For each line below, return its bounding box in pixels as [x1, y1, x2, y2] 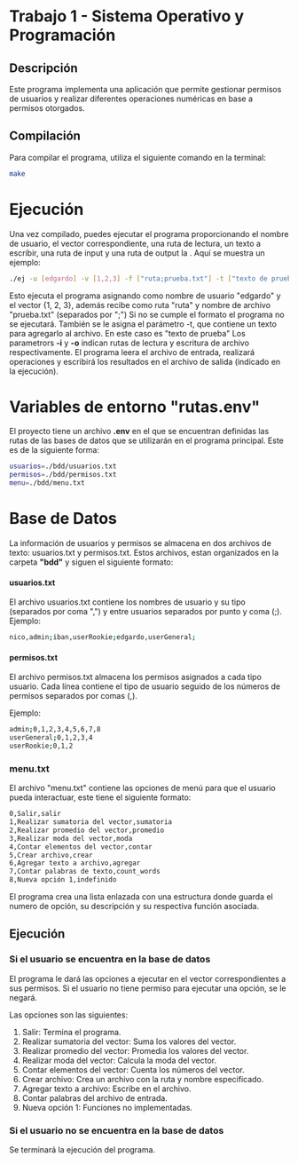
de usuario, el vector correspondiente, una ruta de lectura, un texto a [9, 238, 262, 249]
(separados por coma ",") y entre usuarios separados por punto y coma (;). [9, 606, 282, 617]
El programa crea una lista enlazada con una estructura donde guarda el [9, 891, 273, 902]
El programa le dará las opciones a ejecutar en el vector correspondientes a [9, 973, 286, 984]
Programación [9, 25, 116, 45]
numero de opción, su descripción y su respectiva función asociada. [9, 901, 260, 912]
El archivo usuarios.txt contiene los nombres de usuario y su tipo [9, 597, 246, 607]
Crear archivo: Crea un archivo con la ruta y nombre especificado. [21, 1073, 264, 1084]
